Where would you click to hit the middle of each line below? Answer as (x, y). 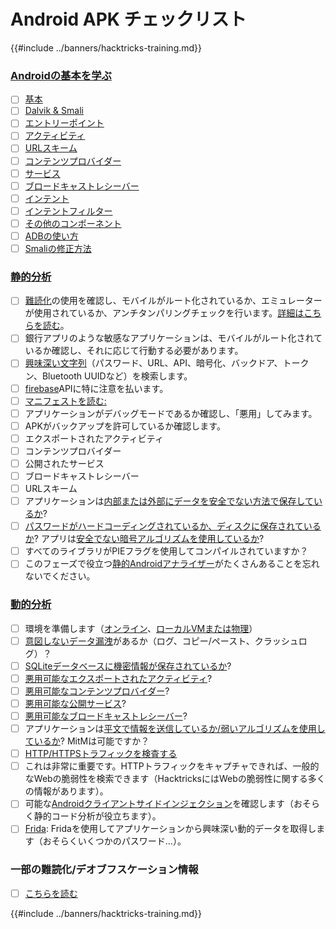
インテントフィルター (68, 211)
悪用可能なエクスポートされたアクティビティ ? (118, 678)
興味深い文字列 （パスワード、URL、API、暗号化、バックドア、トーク (167, 363)
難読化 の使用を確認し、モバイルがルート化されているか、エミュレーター (173, 301)
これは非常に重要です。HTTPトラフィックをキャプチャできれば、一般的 (172, 766)
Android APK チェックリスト (128, 19)
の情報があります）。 (66, 791)
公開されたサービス (64, 463)
